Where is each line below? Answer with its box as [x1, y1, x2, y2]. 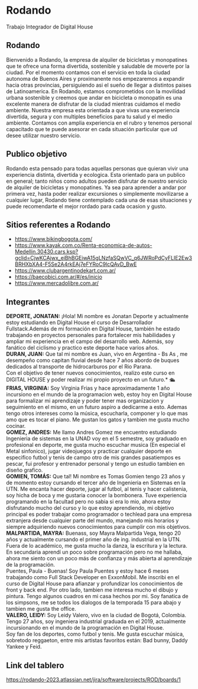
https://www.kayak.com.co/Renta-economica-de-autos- [14, 242, 152, 249]
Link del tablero [6, 660, 64, 671]
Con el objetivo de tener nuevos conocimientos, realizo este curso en [6, 369, 175, 377]
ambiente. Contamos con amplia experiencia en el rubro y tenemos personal [6, 119, 192, 126]
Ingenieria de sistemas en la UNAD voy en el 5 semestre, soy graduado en [6, 435, 187, 442]
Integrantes [6, 297, 50, 307]
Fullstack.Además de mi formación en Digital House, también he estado [6, 325, 180, 332]
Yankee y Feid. [6, 643, 42, 650]
